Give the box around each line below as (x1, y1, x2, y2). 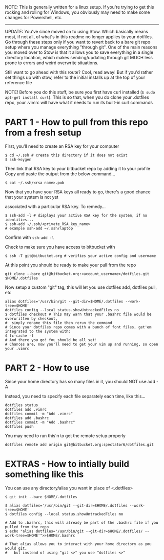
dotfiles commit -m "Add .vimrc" (5, 411, 73, 416)
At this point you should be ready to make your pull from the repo (5, 262, 136, 268)
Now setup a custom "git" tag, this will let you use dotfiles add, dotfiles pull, (5, 284, 157, 290)
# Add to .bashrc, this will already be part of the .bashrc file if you (5, 520, 159, 525)
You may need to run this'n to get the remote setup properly (5, 433, 126, 439)
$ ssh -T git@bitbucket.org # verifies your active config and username (5, 253, 156, 258)
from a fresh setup (5, 127, 82, 139)
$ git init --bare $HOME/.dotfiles (5, 494, 78, 499)
